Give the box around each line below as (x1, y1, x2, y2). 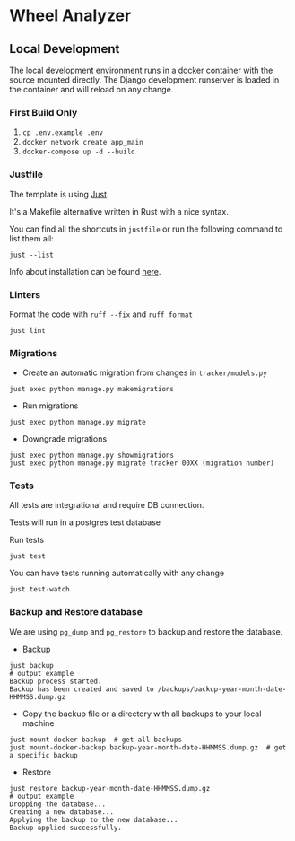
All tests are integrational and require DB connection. (9, 500, 204, 511)
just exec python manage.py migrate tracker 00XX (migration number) (9, 459, 275, 468)
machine (22, 717, 56, 728)
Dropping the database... (9, 800, 106, 809)
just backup (9, 661, 54, 670)
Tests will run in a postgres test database (9, 517, 161, 528)
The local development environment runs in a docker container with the (9, 65, 273, 75)
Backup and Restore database (9, 606, 143, 618)
